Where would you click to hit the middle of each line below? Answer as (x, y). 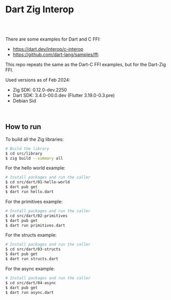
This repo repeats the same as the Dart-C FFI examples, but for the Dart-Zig (85, 64)
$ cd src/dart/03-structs (33, 249)
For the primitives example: (34, 201)
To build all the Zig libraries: (35, 139)
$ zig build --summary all (34, 158)
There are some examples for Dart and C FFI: (53, 39)
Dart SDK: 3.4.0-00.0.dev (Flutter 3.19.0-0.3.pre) (64, 95)
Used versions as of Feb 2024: (38, 80)
